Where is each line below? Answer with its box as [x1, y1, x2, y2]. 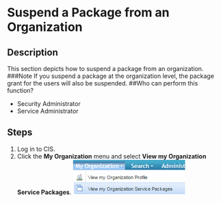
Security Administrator [16, 100, 81, 107]
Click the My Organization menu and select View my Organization [16, 152, 207, 160]
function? [7, 87, 34, 94]
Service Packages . [16, 188, 72, 196]
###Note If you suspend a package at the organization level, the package [7, 72, 214, 80]
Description [7, 46, 58, 58]
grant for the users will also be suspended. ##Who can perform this [7, 79, 198, 87]
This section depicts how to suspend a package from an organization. [7, 65, 204, 72]
